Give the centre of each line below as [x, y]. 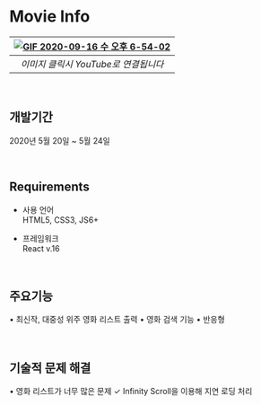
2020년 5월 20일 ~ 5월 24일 [60, 140]
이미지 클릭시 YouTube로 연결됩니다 [92, 64]
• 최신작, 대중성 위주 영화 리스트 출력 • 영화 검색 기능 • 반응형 [117, 320]
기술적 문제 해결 [50, 368]
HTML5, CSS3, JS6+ [61, 220]
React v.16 [41, 248]
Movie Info [50, 17]
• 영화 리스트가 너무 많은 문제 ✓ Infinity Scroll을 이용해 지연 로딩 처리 [131, 392]
